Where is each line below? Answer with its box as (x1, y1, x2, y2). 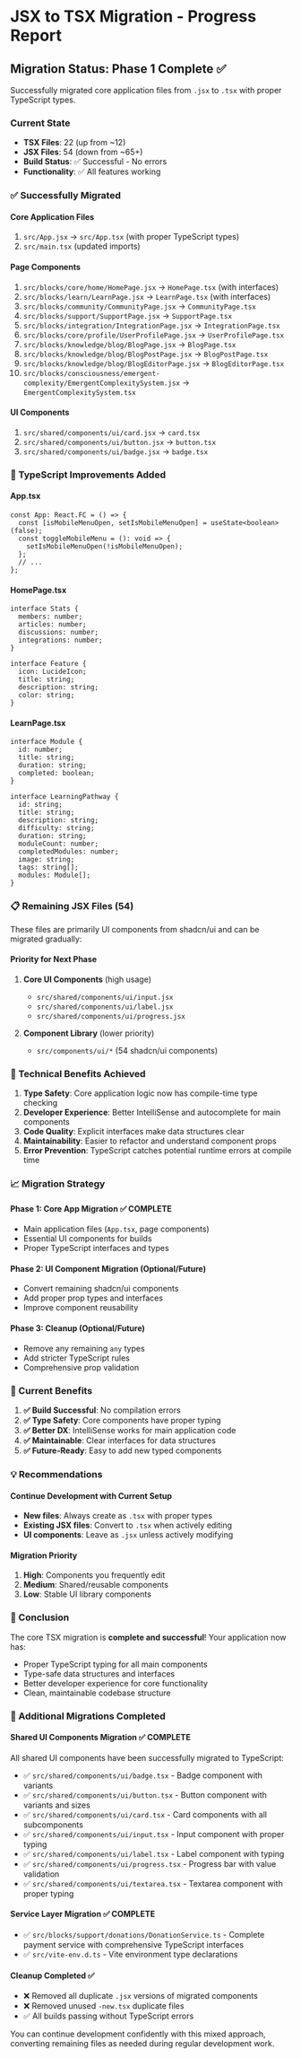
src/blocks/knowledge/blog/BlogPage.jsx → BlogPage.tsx (22, 338, 236, 349)
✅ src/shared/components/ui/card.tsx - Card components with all (22, 1808, 268, 1819)
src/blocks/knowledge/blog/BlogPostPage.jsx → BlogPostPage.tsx (22, 348, 269, 359)
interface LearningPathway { (10, 793, 119, 801)
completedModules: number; (18, 847, 119, 856)
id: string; (18, 801, 64, 810)
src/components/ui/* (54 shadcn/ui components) (36, 1045, 219, 1055)
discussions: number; (18, 628, 99, 637)
